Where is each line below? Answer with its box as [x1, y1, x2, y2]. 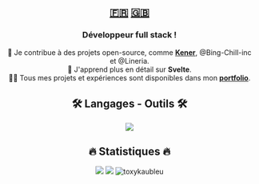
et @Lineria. [110, 56, 149, 65]
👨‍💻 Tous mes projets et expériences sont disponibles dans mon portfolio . [8, 72, 251, 82]
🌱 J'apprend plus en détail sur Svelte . [66, 65, 193, 74]
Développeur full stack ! [82, 29, 177, 41]
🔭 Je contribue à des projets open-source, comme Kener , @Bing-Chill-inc [6, 47, 253, 57]
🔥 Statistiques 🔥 [88, 144, 171, 158]
